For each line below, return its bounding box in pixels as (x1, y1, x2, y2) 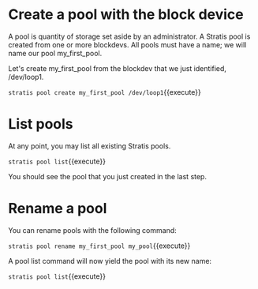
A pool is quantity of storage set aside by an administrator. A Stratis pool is (8, 32, 251, 41)
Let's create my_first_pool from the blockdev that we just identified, (8, 63, 227, 73)
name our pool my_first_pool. (8, 48, 103, 58)
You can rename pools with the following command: (8, 225, 178, 235)
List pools (8, 115, 73, 133)
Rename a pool (8, 200, 107, 218)
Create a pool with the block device (8, 6, 244, 24)
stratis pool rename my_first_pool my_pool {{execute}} (8, 241, 191, 250)
